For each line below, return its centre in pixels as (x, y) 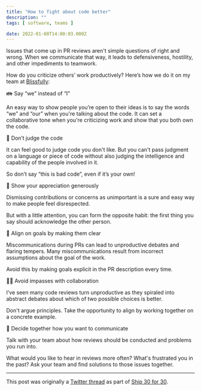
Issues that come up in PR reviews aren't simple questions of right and (93, 51)
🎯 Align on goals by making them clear (54, 233)
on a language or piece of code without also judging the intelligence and (95, 156)
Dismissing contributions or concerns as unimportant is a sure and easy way (100, 197)
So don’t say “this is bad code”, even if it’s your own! (71, 174)
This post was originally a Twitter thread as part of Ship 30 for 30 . (87, 382)
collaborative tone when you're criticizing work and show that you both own (100, 120)
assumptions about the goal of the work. (56, 258)
